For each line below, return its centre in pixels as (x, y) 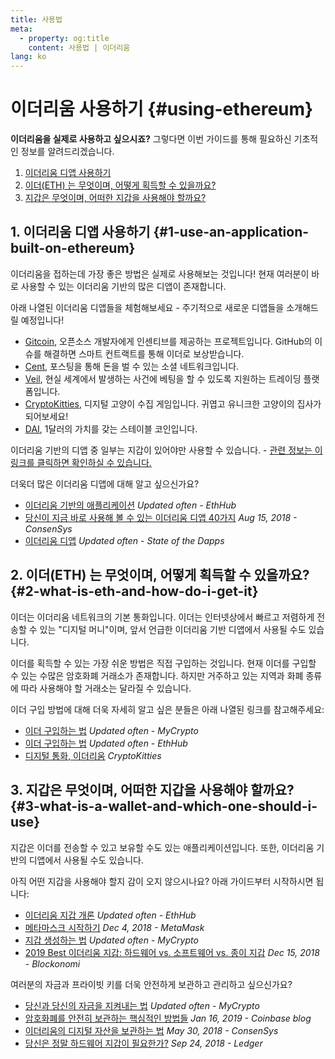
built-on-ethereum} (73, 248)
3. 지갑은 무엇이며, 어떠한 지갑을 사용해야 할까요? (152, 790)
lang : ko (28, 57)
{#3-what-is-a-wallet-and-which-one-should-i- (164, 806)
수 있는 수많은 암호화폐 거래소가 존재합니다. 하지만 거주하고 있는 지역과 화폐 (157, 675)
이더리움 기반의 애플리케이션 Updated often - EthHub (130, 505)
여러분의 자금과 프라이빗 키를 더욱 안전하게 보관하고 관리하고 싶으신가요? (151, 984)
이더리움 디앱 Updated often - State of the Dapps (124, 540)
